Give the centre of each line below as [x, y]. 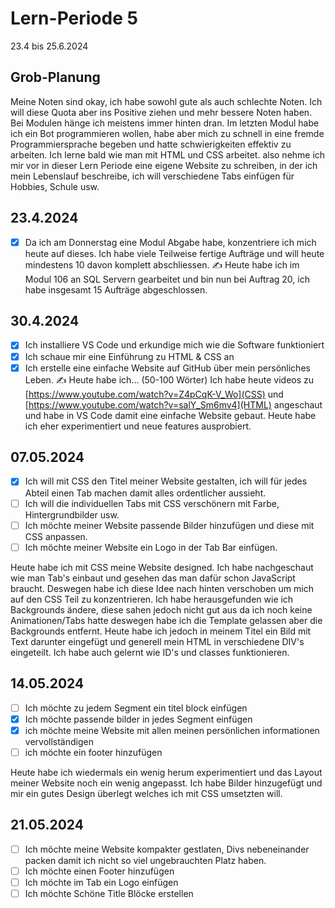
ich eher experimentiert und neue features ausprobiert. [138, 426]
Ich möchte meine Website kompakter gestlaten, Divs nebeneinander [167, 849]
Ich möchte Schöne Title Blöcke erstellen [109, 893]
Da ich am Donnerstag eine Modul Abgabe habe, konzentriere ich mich [170, 242]
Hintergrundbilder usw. [72, 514]
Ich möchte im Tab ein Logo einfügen [101, 882]
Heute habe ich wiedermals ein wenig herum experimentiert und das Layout [166, 772]
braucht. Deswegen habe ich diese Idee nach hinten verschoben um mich [162, 588]
